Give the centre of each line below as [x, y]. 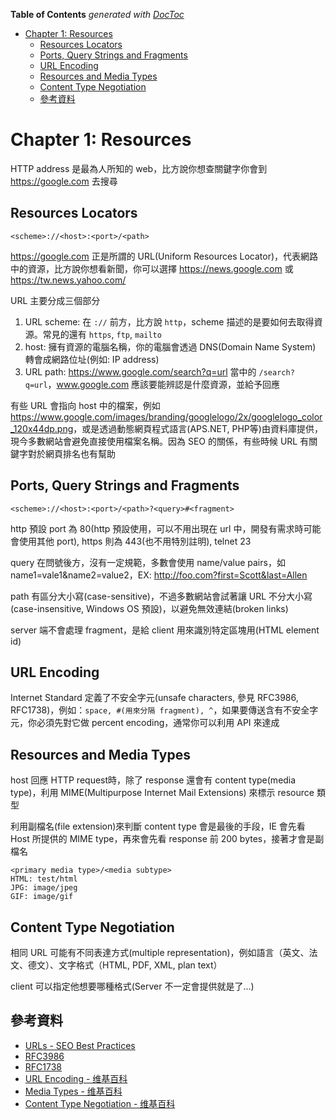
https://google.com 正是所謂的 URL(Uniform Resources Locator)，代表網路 [164, 256]
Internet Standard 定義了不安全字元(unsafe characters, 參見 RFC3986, [154, 698]
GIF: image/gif [42, 897]
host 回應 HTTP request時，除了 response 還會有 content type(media [153, 780]
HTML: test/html [44, 879]
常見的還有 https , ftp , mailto [102, 334]
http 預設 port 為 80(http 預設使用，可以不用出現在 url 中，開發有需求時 [157, 528]
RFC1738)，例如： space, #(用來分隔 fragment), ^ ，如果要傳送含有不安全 [160, 710]
